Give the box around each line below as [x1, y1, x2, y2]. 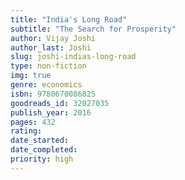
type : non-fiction [10, 61, 87, 71]
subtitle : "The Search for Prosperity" [10, 24, 177, 34]
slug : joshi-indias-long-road [10, 52, 137, 62]
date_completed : [10, 145, 78, 155]
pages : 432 [10, 117, 56, 127]
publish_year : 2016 [10, 107, 92, 118]
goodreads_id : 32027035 [10, 98, 110, 108]
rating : [10, 126, 43, 136]
